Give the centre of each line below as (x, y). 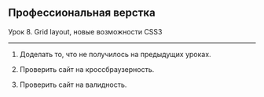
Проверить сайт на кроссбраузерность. (87, 69)
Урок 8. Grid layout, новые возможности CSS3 (85, 31)
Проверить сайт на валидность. (73, 84)
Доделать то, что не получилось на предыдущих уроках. (115, 54)
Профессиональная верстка (82, 13)
